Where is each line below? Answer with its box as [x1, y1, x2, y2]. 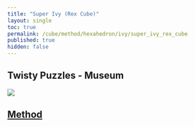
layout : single [7, 17, 52, 24]
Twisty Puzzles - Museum [7, 70, 124, 82]
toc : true [7, 23, 37, 31]
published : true [7, 37, 55, 44]
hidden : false [7, 43, 49, 50]
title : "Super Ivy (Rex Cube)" [7, 10, 100, 18]
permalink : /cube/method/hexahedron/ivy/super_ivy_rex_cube [7, 30, 189, 38]
